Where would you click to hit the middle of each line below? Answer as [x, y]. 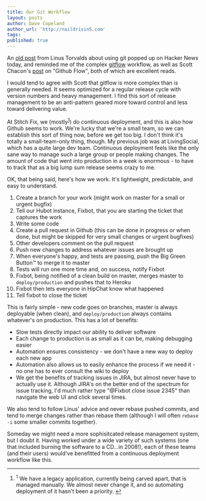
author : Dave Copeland [36, 23]
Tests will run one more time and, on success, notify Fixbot [90, 269]
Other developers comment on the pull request [75, 243]
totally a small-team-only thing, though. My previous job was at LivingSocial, [103, 141]
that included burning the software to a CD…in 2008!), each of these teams [101, 446]
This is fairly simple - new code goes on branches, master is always [92, 307]
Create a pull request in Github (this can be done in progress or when [103, 230]
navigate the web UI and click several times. [71, 397]
